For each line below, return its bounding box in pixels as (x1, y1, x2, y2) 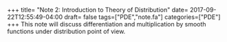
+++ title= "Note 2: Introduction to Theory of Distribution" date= (7, 6, 188, 14)
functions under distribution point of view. (7, 27, 126, 35)
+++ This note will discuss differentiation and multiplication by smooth (7, 20, 206, 28)
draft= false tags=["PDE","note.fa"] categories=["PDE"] (64, 13, 221, 21)
